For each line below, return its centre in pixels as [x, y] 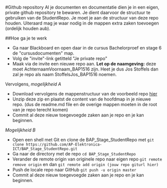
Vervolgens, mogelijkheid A [33, 84]
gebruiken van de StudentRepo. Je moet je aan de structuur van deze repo [82, 18]
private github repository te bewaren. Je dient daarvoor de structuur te [78, 12]
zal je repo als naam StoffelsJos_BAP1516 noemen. [65, 74]
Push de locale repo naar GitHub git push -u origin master [74, 170]
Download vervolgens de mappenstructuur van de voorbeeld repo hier [85, 94]
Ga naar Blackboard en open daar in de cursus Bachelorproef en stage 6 [87, 48]
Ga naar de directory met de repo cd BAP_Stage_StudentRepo [74, 154]
